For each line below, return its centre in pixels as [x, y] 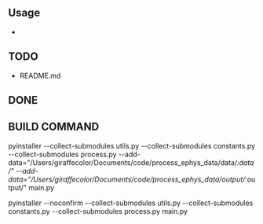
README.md [40, 75]
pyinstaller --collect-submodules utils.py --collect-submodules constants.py [132, 145]
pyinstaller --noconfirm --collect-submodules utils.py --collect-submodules [131, 203]
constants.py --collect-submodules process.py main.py [98, 211]
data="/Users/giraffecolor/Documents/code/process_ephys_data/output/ [127, 179]
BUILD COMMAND [54, 127]
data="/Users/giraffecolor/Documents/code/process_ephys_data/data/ [123, 162]
